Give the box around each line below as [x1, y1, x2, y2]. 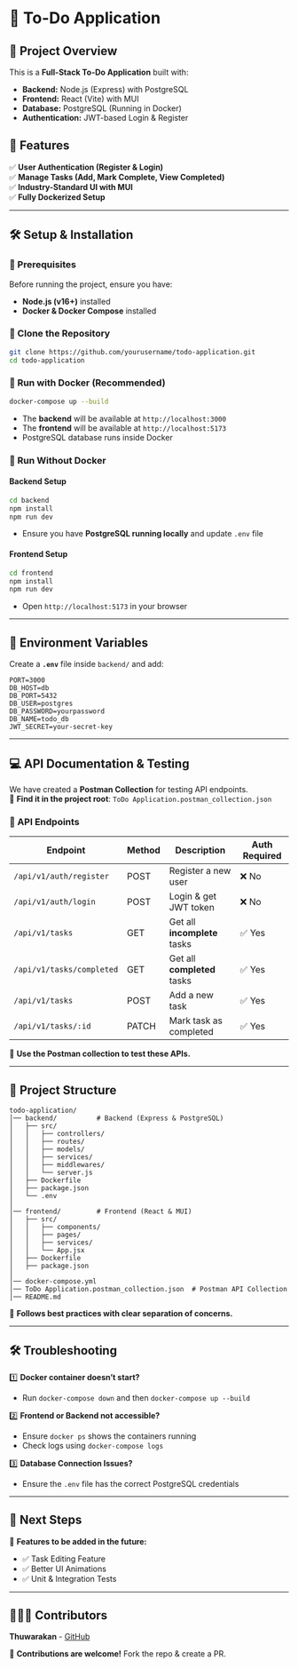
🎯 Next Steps [9, 1513, 82, 1528]
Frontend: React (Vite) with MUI [21, 93, 139, 104]
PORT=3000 [9, 676, 46, 685]
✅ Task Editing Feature [21, 1553, 106, 1564]
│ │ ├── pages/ [9, 1230, 82, 1240]
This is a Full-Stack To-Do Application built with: [9, 67, 189, 77]
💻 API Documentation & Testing [9, 756, 190, 771]
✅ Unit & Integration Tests [21, 1573, 117, 1584]
